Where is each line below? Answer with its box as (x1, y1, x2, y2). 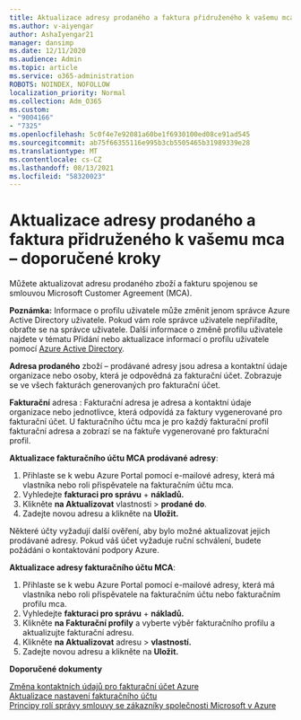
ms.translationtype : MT (9, 146, 99, 155)
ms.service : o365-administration (9, 72, 134, 81)
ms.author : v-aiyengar (9, 22, 94, 31)
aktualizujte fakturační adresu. (21, 628, 134, 638)
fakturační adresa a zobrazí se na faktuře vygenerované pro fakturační (9, 426, 270, 436)
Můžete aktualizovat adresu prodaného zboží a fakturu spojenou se (9, 278, 258, 289)
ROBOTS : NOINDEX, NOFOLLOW (9, 80, 110, 89)
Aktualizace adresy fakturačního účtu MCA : (9, 562, 176, 573)
